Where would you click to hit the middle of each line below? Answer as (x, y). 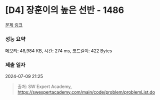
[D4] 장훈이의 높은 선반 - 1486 (65, 10)
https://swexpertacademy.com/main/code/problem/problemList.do (86, 92)
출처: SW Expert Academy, (44, 86)
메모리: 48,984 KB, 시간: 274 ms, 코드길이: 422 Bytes (59, 51)
